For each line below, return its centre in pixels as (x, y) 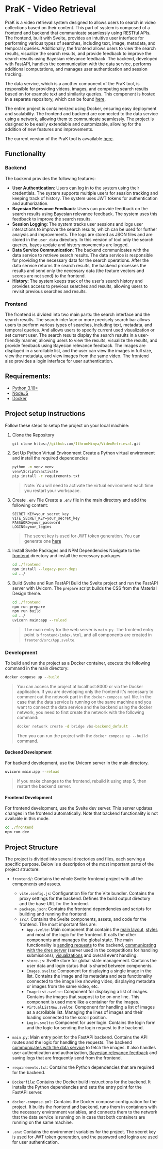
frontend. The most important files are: (58, 924)
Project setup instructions (45, 414)
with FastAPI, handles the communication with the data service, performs (78, 64)
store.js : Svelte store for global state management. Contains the (91, 960)
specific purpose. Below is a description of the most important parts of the (80, 864)
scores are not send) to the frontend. (49, 275)
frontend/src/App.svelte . (50, 640)
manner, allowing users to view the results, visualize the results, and (90, 340)
